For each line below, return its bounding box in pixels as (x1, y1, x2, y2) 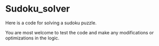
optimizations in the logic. (5, 35, 60, 41)
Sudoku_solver (5, 3, 70, 15)
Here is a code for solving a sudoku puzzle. (5, 20, 97, 26)
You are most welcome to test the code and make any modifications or (5, 29, 154, 35)
